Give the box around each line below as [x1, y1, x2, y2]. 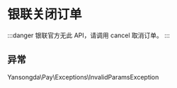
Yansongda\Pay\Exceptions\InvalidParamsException [7, 73, 159, 81]
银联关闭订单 [7, 6, 83, 23]
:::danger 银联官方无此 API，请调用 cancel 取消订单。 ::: [7, 31, 170, 39]
